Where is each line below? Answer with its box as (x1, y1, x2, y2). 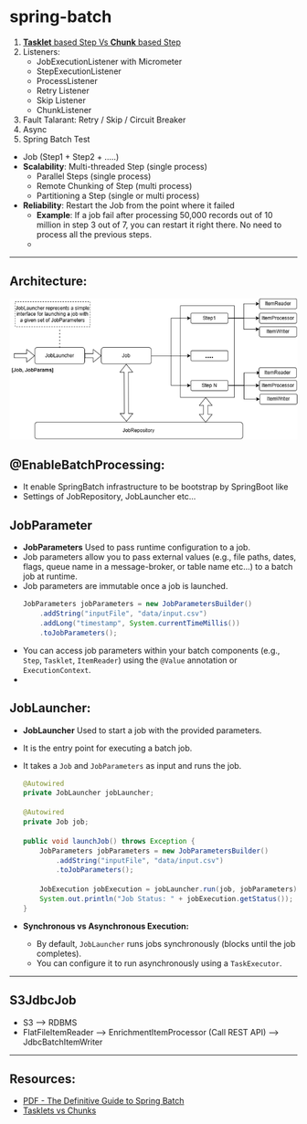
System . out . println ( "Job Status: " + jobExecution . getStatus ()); (39, 895, 294, 904)
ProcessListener (36, 75, 98, 86)
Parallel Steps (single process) (36, 171, 152, 182)
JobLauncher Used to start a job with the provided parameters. (22, 724, 262, 736)
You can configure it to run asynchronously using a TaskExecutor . (36, 957, 282, 969)
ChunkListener (36, 104, 92, 115)
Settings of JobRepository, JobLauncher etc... (22, 491, 196, 502)
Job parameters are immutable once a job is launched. (22, 581, 228, 592)
